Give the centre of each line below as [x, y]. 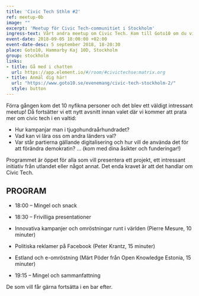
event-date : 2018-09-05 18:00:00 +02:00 [57, 39]
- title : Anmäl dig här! [37, 78]
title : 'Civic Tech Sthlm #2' [44, 12]
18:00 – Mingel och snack [46, 205]
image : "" [18, 22]
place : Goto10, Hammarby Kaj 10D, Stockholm [62, 50]
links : [14, 61]
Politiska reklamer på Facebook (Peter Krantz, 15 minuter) [85, 246]
